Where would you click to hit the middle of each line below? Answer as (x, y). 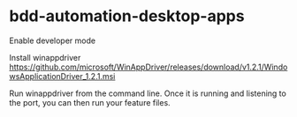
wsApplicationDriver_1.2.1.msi (62, 76)
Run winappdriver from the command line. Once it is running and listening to (148, 93)
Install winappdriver (45, 57)
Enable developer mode (52, 40)
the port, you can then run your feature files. (90, 102)
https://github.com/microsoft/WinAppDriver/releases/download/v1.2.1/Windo (148, 67)
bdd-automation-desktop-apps (127, 16)
